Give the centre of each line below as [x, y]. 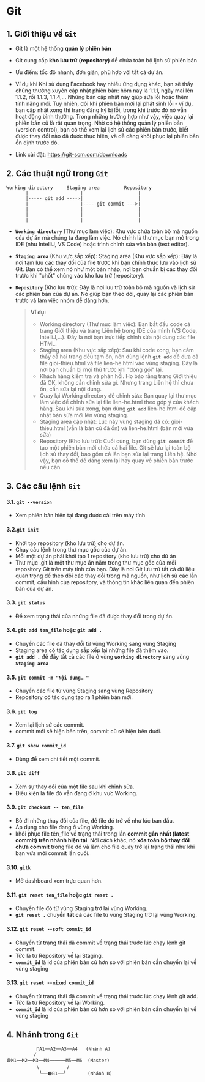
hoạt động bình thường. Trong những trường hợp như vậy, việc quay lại [104, 117]
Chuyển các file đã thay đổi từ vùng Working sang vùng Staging [95, 644]
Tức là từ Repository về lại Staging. [59, 955]
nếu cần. [51, 467]
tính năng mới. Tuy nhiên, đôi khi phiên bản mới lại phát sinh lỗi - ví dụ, [104, 103]
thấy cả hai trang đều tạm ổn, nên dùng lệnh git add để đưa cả [119, 357]
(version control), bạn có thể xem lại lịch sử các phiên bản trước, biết [102, 129]
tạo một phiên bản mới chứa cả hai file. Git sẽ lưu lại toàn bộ [115, 447]
